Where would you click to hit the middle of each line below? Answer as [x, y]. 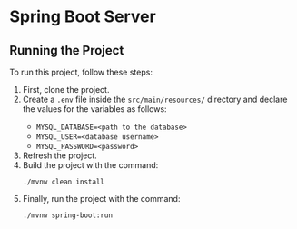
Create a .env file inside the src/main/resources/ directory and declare [155, 99]
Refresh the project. [59, 155]
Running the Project [67, 50]
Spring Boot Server [83, 17]
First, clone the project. [66, 90]
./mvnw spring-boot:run [68, 215]
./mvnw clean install [63, 182]
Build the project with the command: [90, 165]
